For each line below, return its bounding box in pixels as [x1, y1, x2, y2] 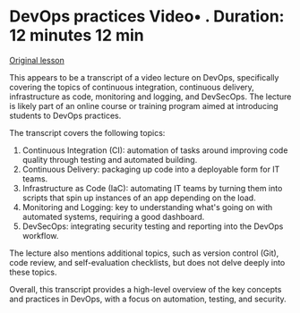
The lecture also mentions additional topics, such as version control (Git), [9, 248, 279, 258]
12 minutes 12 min [9, 25, 145, 46]
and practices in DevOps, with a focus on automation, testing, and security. [9, 293, 287, 304]
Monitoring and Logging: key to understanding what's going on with [21, 201, 273, 212]
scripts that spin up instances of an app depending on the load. [21, 192, 257, 203]
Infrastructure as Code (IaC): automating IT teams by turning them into [21, 182, 283, 193]
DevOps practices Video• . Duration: [9, 6, 285, 27]
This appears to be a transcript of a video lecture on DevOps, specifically [9, 72, 279, 82]
